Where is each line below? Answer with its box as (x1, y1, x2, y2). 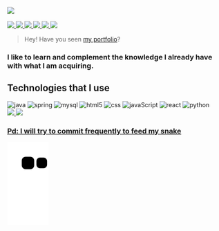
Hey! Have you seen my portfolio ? (23, 35, 121, 43)
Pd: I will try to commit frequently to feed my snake (7, 126, 182, 136)
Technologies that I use (7, 82, 110, 94)
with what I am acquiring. (7, 61, 94, 71)
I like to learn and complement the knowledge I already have (7, 52, 213, 62)
